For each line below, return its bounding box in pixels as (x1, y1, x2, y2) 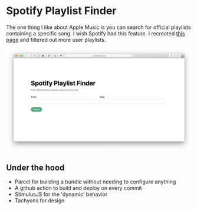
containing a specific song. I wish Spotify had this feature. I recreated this (6, 29, 185, 37)
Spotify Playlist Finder (6, 4, 117, 18)
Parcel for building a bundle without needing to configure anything (14, 178, 176, 185)
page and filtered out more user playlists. (6, 36, 106, 43)
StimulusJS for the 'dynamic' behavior (14, 191, 108, 198)
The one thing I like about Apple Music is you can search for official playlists (6, 24, 191, 31)
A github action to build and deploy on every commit (14, 185, 143, 192)
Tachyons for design (14, 197, 65, 204)
